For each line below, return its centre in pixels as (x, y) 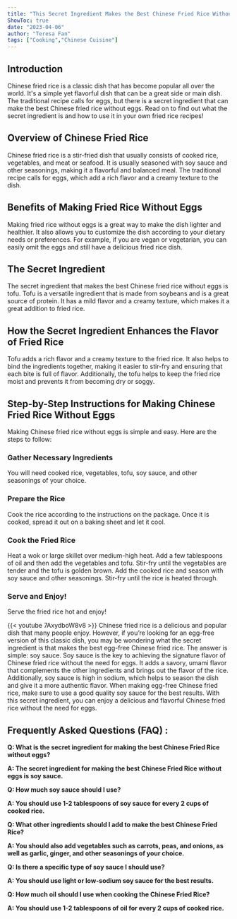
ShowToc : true (28, 21)
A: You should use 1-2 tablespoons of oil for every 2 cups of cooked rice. (116, 908)
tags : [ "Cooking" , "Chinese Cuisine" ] (63, 40)
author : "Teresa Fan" (39, 34)
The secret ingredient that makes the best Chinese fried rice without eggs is (118, 286)
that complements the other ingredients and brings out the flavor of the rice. (118, 671)
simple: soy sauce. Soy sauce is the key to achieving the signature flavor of (117, 655)
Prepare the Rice (36, 499)
